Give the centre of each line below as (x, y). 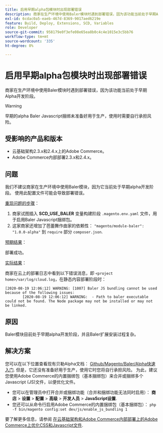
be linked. (16, 306)
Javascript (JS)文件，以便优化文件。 (41, 382)
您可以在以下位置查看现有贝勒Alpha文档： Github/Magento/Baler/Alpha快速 (80, 363)
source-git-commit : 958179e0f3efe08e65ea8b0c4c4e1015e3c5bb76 (69, 32)
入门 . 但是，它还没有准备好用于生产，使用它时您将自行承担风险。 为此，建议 (81, 370)
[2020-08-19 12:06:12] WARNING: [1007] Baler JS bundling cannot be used (81, 289)
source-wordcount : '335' (30, 41)
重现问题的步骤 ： (22, 203)
